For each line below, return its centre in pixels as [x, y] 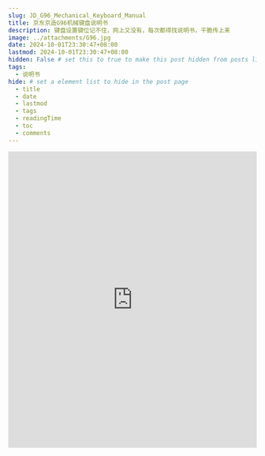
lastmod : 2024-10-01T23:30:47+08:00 [68, 52]
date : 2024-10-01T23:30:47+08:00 [63, 45]
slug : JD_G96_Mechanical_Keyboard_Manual [77, 15]
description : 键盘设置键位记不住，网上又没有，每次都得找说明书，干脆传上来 [119, 30]
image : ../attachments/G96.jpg [60, 38]
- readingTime [38, 119]
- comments [33, 133]
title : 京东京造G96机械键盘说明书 [58, 23]
